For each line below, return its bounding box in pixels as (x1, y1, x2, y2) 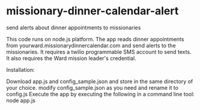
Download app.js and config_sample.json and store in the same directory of (6, 78, 193, 85)
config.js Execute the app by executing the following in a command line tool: (6, 90, 195, 97)
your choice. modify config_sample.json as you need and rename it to (6, 84, 179, 91)
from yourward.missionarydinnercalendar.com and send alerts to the (6, 42, 176, 49)
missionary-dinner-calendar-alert (6, 4, 179, 18)
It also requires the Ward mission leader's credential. (6, 54, 136, 62)
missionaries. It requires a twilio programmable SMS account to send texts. (6, 48, 192, 55)
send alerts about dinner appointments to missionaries (6, 24, 141, 31)
